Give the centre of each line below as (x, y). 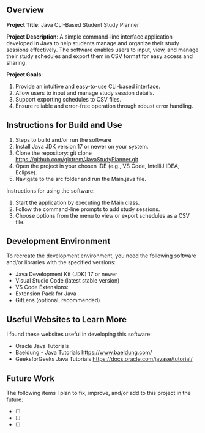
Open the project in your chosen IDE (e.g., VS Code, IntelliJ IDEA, (97, 166)
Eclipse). (26, 172)
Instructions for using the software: (50, 191)
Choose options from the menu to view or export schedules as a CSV (102, 215)
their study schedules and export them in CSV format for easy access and (100, 56)
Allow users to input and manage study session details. (85, 93)
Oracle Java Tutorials (42, 346)
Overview (25, 10)
